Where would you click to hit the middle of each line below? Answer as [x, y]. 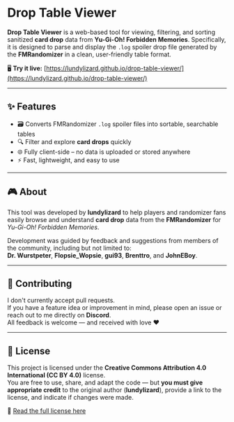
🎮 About [27, 192]
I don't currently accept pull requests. [61, 300]
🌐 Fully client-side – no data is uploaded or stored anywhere [104, 152]
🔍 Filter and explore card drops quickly [74, 141]
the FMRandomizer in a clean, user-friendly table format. [89, 54]
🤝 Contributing [40, 283]
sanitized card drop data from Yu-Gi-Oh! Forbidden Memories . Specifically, [117, 39]
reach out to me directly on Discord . [59, 315]
